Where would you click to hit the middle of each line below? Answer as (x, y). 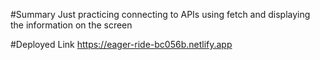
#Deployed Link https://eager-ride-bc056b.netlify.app (121, 44)
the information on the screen (71, 25)
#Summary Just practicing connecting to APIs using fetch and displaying (160, 14)
